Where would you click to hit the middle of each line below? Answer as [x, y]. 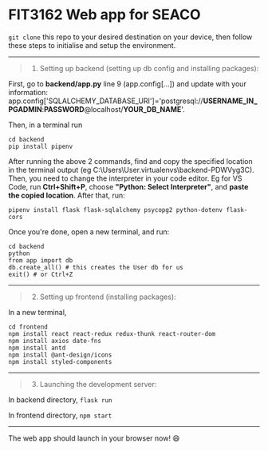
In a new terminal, [37, 312]
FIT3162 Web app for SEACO [104, 15]
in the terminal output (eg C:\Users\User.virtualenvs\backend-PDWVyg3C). [132, 170]
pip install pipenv [41, 146]
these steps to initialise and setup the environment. [92, 45]
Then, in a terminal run [45, 125]
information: [28, 92]
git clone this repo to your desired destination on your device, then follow [130, 37]
